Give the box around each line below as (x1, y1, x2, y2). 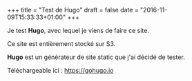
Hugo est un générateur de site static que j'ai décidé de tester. (7, 53, 185, 61)
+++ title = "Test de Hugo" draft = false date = (7, 6, 140, 14)
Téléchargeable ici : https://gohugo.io (7, 67, 114, 74)
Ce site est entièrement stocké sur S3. (7, 40, 116, 47)
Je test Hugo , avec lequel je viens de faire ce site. (7, 27, 150, 34)
